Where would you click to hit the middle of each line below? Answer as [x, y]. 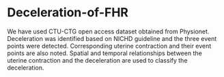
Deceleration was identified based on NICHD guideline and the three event [112, 38]
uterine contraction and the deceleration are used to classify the [97, 60]
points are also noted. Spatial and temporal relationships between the [105, 53]
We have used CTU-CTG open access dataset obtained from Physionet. [108, 31]
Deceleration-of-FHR [68, 13]
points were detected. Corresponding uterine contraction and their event [109, 46]
